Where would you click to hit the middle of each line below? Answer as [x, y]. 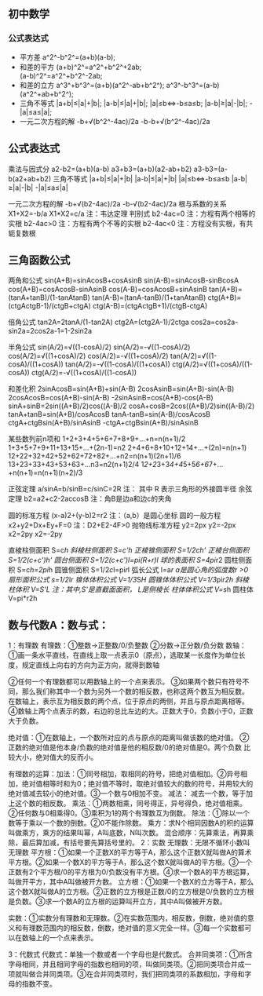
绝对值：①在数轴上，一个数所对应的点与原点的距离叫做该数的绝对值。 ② [129, 738]
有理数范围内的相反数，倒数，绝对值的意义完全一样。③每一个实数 [130, 928]
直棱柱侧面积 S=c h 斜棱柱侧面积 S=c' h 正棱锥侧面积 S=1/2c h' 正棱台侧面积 [129, 550]
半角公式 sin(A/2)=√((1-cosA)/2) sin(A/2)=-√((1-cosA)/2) [99, 347]
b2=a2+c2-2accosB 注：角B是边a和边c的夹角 [97, 499]
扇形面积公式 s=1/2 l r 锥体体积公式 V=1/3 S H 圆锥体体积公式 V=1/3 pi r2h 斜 [125, 580]
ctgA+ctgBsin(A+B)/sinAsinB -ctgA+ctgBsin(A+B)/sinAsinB [103, 423]
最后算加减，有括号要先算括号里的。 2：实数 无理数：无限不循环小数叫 [136, 843]
